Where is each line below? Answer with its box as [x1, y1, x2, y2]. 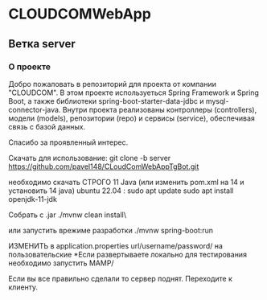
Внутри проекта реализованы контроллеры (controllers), [62, 105, 257, 114]
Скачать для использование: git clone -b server [8, 153, 171, 162]
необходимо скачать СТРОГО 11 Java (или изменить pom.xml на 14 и [8, 177, 244, 187]
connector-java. [8, 105, 61, 114]
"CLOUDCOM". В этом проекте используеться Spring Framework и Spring [8, 88, 260, 97]
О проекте [8, 61, 51, 72]
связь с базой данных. [8, 121, 86, 131]
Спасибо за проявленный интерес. [8, 138, 129, 147]
